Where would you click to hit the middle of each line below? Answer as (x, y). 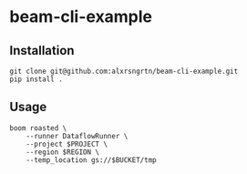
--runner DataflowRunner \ (77, 136)
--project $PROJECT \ (67, 144)
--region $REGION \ (63, 152)
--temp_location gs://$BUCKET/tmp (91, 160)
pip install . (36, 79)
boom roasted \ (38, 128)
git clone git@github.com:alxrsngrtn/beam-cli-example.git (124, 71)
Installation (42, 51)
